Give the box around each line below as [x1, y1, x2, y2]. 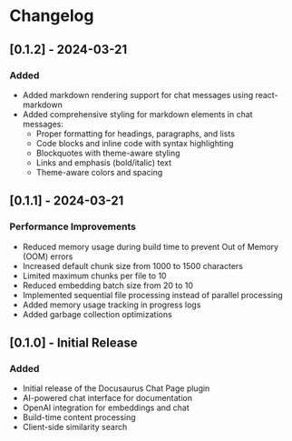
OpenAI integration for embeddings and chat [22, 402, 190, 414]
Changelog [9, 5, 94, 26]
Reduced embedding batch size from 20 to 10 [22, 279, 193, 291]
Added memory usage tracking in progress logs [22, 299, 201, 310]
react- [255, 89, 278, 100]
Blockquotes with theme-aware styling [35, 147, 180, 158]
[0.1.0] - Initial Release [9, 335, 138, 350]
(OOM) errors [22, 251, 73, 262]
